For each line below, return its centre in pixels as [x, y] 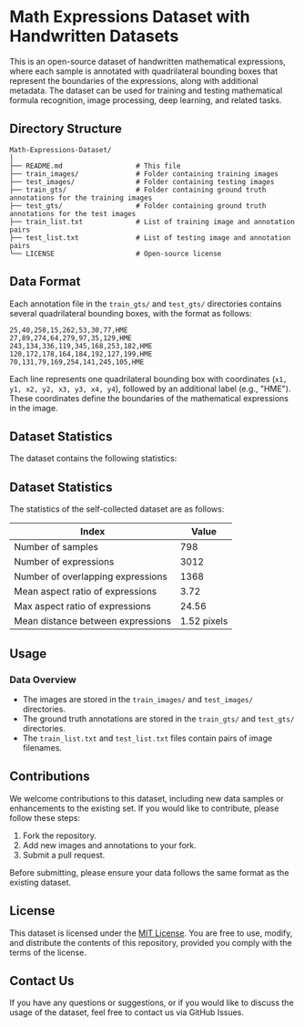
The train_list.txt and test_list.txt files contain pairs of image [147, 738]
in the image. [34, 408]
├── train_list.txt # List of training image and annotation [152, 222]
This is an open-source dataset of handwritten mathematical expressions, [148, 61]
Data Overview [43, 679]
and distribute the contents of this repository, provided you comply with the [151, 942]
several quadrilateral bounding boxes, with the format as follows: [131, 313]
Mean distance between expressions [92, 621]
